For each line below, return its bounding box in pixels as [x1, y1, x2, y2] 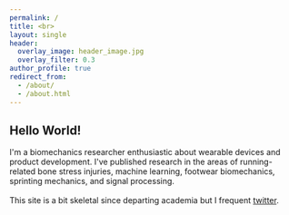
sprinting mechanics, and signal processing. [9, 176, 175, 187]
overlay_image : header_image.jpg [17, 47, 144, 56]
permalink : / [9, 13, 59, 23]
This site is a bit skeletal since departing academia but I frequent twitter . [9, 195, 279, 206]
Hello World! [9, 122, 82, 138]
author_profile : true [9, 64, 92, 73]
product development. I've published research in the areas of [9, 156, 238, 168]
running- [239, 156, 273, 168]
